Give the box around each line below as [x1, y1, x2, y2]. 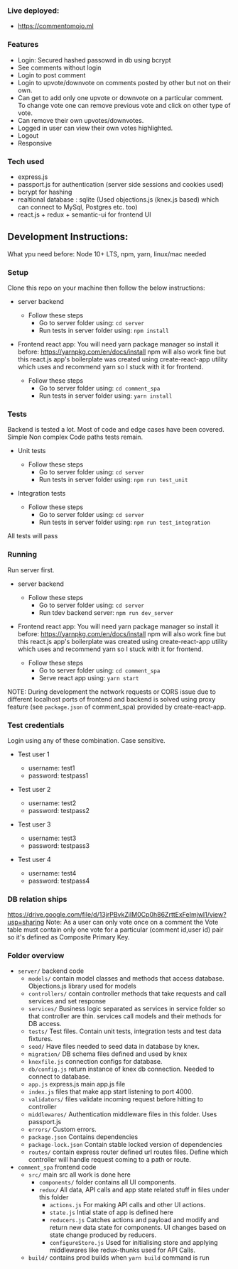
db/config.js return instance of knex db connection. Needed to [28, 1064, 215, 1074]
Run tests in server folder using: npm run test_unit [38, 475, 188, 484]
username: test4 [28, 868, 77, 877]
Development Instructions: [7, 231, 129, 243]
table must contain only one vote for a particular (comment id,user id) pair [7, 925, 224, 934]
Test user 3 [17, 819, 51, 829]
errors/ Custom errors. [28, 1125, 97, 1134]
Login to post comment [17, 70, 86, 80]
